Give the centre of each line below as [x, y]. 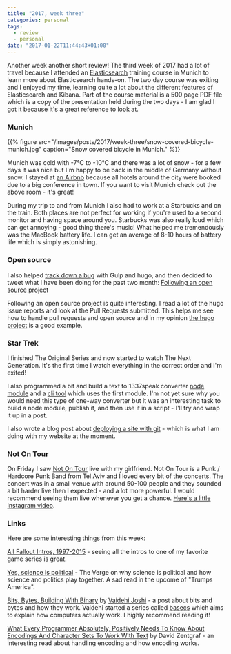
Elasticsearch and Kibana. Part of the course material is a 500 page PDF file [115, 95]
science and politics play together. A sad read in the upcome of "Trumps [110, 579]
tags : [15, 26]
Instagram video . [31, 506]
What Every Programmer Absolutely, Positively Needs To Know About [106, 628]
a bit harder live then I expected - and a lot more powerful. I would [101, 491]
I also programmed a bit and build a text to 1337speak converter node [106, 386]
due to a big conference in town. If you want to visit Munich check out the [112, 185]
